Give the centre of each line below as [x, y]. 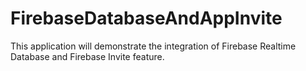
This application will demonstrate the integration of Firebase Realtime [153, 46]
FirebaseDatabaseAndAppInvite [146, 18]
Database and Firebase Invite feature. [87, 56]
